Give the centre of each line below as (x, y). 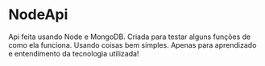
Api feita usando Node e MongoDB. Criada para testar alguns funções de (130, 37)
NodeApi (38, 15)
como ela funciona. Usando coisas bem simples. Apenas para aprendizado (132, 45)
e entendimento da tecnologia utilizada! (74, 53)
